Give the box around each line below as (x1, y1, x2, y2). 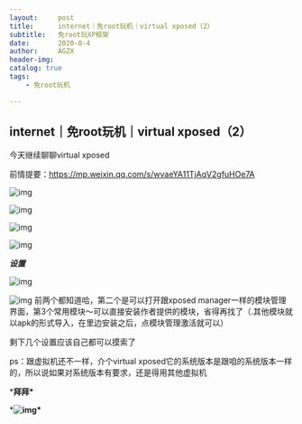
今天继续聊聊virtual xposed (9, 150, 110, 161)
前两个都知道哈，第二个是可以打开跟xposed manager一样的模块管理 (34, 295, 287, 306)
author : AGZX (9, 47, 75, 56)
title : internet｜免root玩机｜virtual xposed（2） (9, 22, 215, 31)
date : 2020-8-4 (9, 38, 91, 48)
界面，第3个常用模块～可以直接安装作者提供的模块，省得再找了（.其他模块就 (9, 306, 293, 317)
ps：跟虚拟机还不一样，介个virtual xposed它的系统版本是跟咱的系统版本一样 (9, 356, 293, 367)
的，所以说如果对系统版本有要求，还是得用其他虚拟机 (9, 367, 207, 378)
